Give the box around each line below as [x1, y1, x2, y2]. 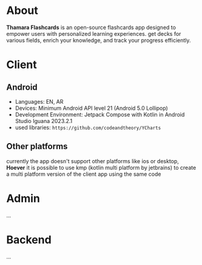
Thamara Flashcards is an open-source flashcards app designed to [6, 24, 176, 31]
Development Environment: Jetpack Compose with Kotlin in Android [15, 110, 185, 118]
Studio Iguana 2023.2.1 [15, 117, 73, 124]
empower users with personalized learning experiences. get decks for [6, 30, 181, 37]
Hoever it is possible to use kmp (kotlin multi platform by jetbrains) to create [6, 164, 197, 171]
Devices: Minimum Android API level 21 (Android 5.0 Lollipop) [15, 104, 168, 112]
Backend [6, 233, 52, 246]
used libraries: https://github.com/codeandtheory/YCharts [15, 124, 161, 131]
